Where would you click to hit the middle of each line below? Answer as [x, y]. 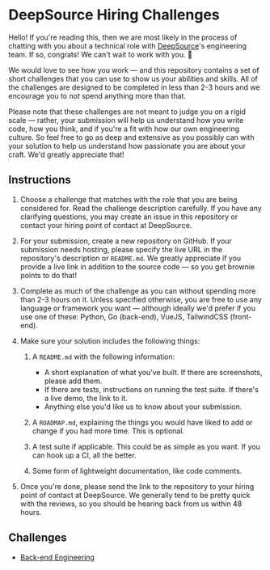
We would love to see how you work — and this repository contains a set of [134, 70]
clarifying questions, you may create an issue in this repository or [129, 217]
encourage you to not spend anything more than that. [97, 95]
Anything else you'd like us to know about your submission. [143, 407]
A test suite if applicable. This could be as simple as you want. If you [146, 446]
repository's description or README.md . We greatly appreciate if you [131, 258]
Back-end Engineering [57, 557]
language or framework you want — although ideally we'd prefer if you [138, 308]
